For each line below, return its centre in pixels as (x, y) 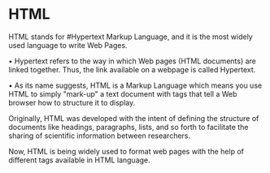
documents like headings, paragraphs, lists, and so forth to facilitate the (128, 127)
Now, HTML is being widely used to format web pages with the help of (126, 151)
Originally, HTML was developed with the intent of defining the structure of (134, 118)
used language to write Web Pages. (68, 45)
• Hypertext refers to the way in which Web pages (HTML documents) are (132, 61)
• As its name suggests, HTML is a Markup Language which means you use (135, 85)
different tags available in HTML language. (79, 160)
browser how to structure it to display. (72, 102)
